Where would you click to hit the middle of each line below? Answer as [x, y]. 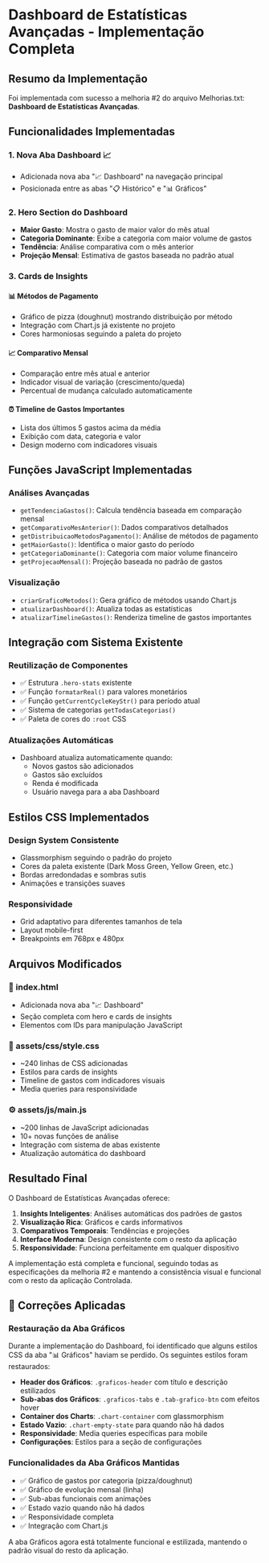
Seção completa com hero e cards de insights [96, 1017]
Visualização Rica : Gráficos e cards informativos [101, 1222]
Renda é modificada [65, 784]
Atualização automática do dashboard [83, 1153]
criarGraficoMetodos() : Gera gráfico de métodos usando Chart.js [128, 600]
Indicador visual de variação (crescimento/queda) [102, 382]
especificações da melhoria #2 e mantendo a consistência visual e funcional [135, 1272]
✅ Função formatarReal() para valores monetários [104, 692]
